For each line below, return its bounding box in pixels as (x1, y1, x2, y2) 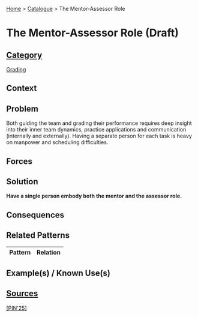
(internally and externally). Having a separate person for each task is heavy (6, 132, 192, 140)
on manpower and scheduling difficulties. (6, 139, 109, 146)
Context (6, 83, 37, 94)
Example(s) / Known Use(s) (6, 268, 111, 278)
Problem (6, 103, 39, 113)
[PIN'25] (6, 304, 27, 312)
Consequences (6, 210, 65, 220)
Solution (6, 177, 38, 187)
